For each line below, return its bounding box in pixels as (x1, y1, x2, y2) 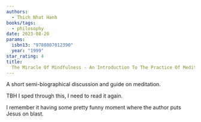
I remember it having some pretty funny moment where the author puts (6, 104, 181, 111)
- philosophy (11, 25, 44, 32)
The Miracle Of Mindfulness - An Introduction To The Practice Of (11, 64, 181, 71)
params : (6, 36, 26, 42)
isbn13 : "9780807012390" (11, 42, 74, 48)
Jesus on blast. (6, 110, 44, 117)
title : (6, 59, 23, 65)
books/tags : (6, 20, 36, 26)
